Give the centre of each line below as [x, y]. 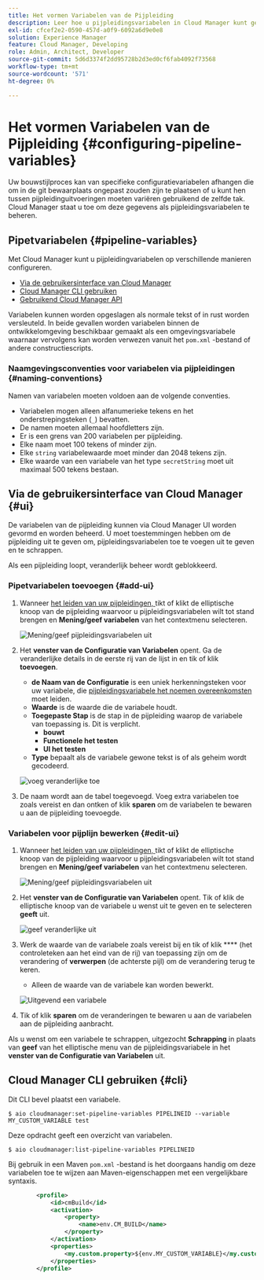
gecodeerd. [50, 765]
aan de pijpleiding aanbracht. [66, 1024]
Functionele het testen [81, 741]
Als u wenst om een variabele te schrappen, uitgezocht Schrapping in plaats [132, 1039]
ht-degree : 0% [31, 81]
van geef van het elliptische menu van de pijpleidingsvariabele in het [119, 1047]
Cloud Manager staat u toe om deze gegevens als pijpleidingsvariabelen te [129, 207]
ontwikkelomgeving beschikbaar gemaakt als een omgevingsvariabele [122, 332]
